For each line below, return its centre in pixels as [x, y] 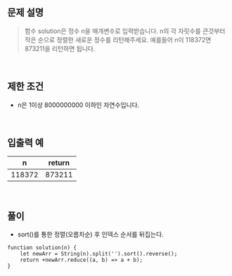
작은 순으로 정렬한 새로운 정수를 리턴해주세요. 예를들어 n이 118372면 [118, 39]
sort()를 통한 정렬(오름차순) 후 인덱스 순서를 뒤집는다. [90, 234]
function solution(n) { [42, 248]
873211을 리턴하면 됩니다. [60, 49]
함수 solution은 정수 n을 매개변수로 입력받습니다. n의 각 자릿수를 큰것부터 [125, 31]
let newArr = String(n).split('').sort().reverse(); [99, 254]
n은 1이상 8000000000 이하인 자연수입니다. [78, 105]
